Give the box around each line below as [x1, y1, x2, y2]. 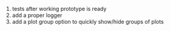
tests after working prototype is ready [12, 5, 107, 12]
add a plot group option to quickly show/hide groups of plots [12, 18, 164, 25]
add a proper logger [12, 12, 63, 19]
